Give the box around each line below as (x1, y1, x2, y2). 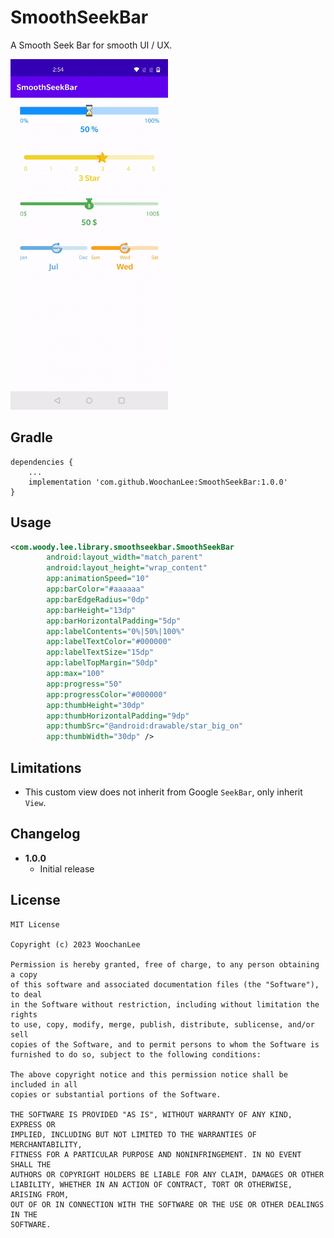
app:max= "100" (46, 669, 105, 679)
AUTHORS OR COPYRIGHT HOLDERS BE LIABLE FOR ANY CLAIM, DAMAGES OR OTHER (10, 1169, 325, 1180)
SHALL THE (10, 1159, 52, 1170)
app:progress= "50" (46, 679, 123, 689)
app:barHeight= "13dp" (46, 605, 137, 615)
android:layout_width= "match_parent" (46, 552, 203, 563)
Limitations (10, 759, 82, 776)
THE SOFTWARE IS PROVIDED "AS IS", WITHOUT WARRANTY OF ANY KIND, (10, 1109, 293, 1120)
